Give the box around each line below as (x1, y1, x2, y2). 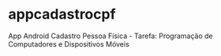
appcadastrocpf (8, 5, 116, 23)
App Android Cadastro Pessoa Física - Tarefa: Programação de (8, 31, 213, 40)
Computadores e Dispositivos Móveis (8, 39, 130, 48)
